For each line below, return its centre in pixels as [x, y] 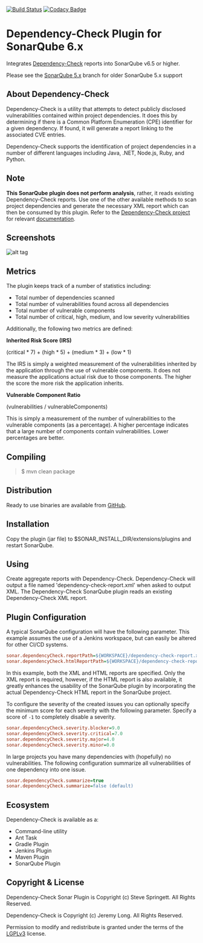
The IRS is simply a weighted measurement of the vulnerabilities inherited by [101, 364]
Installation [28, 524]
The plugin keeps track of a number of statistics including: [79, 286]
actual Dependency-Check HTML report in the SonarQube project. [89, 692]
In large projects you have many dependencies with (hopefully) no [89, 756]
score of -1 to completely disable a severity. [61, 717]
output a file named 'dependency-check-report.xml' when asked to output [99, 585]
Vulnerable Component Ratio [43, 395]
